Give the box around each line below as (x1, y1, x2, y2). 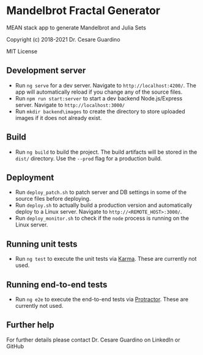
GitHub (6, 342, 24, 349)
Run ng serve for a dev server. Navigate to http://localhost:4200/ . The (15, 81, 197, 89)
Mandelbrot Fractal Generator (6, 4, 161, 18)
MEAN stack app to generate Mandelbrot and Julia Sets (6, 24, 147, 31)
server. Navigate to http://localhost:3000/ (15, 101, 125, 108)
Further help (6, 319, 55, 331)
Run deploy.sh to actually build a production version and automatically (15, 201, 193, 209)
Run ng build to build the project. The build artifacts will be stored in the (15, 148, 197, 155)
